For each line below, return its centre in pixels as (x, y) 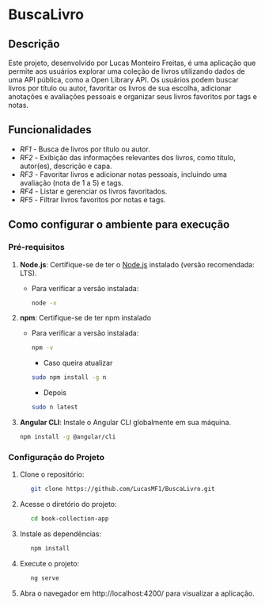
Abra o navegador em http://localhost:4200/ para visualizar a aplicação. (137, 593)
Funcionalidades (50, 130)
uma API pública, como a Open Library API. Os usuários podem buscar (123, 80)
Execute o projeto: (49, 563)
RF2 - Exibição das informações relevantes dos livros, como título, (127, 157)
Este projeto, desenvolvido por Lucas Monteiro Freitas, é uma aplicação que (132, 63)
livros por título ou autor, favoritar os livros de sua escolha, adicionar (120, 88)
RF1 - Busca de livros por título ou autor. (85, 149)
